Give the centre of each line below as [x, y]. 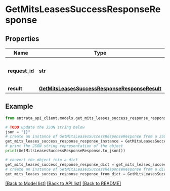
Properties [22, 39]
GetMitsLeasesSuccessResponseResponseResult [100, 88]
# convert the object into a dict [42, 160]
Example [19, 106]
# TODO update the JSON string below [45, 127]
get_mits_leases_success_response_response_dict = [60, 164]
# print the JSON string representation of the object [64, 146]
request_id [21, 71]
